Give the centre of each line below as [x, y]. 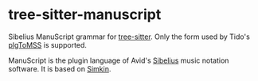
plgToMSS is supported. [48, 44]
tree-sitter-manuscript [85, 15]
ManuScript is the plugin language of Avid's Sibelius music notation [119, 60]
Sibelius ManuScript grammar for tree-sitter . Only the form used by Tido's [129, 37]
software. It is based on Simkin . [60, 68]
